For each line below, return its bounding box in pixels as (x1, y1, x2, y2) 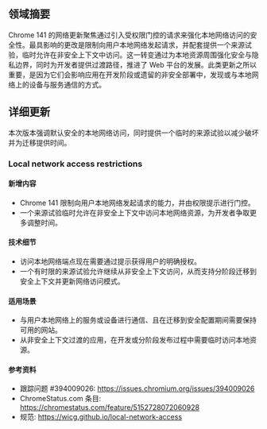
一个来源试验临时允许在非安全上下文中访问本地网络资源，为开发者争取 (19, 207, 250, 217)
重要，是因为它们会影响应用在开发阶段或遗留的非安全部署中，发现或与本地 (8, 70, 252, 79)
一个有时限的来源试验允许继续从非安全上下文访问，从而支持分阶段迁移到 (19, 266, 257, 276)
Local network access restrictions (8, 158, 143, 169)
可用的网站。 (19, 325, 62, 335)
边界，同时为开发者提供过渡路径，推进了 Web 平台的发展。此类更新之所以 (14, 60, 257, 69)
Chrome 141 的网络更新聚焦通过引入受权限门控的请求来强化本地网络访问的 (8, 30, 250, 40)
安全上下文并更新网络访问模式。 (19, 276, 125, 286)
